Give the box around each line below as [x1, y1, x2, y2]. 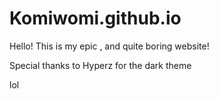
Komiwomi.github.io [9, 7, 182, 30]
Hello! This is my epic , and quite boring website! [9, 40, 210, 52]
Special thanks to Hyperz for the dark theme [9, 59, 192, 71]
